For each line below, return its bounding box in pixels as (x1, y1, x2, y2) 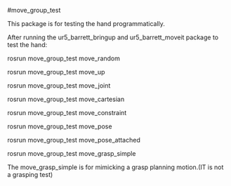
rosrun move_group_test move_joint (7, 81, 111, 90)
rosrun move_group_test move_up (7, 68, 105, 76)
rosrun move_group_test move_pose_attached (7, 136, 140, 144)
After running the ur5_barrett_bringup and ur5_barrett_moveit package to (7, 33, 219, 41)
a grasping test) (7, 171, 53, 178)
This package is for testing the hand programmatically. (7, 20, 165, 27)
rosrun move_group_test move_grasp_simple (7, 150, 136, 157)
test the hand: (7, 41, 48, 48)
